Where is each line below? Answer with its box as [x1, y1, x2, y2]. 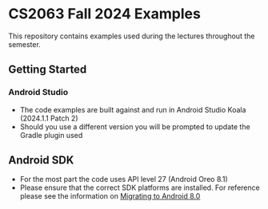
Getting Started [8, 63, 87, 77]
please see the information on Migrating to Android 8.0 [19, 191, 201, 201]
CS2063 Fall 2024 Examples [8, 5, 202, 23]
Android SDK [8, 153, 74, 168]
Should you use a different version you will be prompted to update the [19, 121, 250, 132]
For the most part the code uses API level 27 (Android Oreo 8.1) [19, 175, 228, 184]
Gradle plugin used [19, 130, 83, 140]
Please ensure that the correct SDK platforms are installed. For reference [19, 183, 260, 192]
